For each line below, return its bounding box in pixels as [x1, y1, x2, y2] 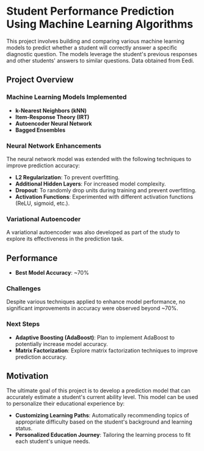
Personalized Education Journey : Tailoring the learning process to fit [15, 431, 191, 439]
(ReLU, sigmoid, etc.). [15, 200, 70, 207]
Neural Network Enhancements [6, 142, 102, 150]
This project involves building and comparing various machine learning [6, 37, 185, 45]
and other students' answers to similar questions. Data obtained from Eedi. [6, 57, 194, 64]
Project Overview [6, 74, 74, 85]
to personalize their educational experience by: [6, 400, 125, 407]
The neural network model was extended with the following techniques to [6, 155, 191, 162]
